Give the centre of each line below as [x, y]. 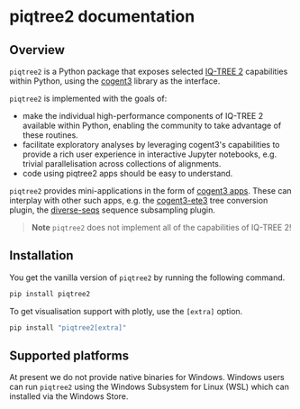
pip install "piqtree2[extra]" [68, 327]
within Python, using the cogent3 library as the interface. [115, 81]
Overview [37, 50]
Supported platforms [69, 355]
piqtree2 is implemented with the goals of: [88, 98]
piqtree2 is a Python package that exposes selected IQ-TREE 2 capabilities [149, 71]
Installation [41, 255]
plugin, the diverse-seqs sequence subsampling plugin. [113, 210]
